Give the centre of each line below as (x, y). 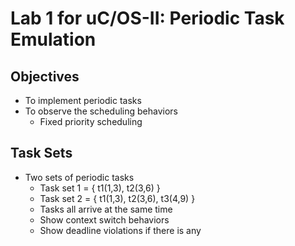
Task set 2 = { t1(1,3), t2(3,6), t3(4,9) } (117, 198)
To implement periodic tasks (83, 100)
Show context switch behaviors (104, 219)
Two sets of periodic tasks (79, 177)
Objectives (45, 76)
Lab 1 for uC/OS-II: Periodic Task (147, 18)
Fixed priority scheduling (91, 121)
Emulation (53, 39)
